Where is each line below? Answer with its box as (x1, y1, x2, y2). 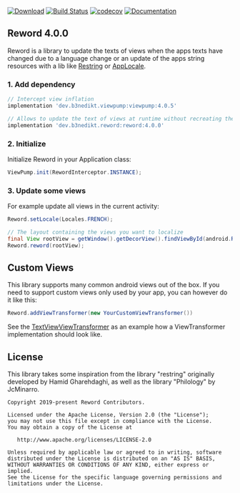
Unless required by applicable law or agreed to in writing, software (7, 449, 222, 457)
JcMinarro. (7, 385, 40, 394)
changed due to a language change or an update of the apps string (7, 54, 205, 62)
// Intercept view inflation (7, 96, 94, 103)
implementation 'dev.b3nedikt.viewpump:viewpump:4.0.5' (7, 102, 177, 109)
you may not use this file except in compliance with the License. (7, 418, 213, 425)
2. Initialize (7, 139, 46, 149)
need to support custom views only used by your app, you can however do (7, 288, 228, 297)
